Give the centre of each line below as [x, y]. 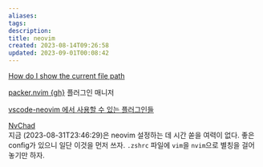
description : [30, 31]
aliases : [23, 16]
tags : [17, 23]
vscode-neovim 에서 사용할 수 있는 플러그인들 [81, 110]
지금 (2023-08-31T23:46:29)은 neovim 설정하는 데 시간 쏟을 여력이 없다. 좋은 [131, 135]
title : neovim [32, 38]
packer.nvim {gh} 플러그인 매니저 [61, 92]
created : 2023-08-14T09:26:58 [59, 46]
